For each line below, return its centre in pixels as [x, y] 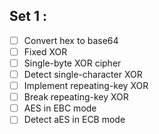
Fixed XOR [45, 51]
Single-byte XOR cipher [72, 63]
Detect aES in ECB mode [74, 120]
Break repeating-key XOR [76, 97]
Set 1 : [28, 16]
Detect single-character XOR [83, 74]
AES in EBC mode [60, 108]
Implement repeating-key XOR [86, 86]
